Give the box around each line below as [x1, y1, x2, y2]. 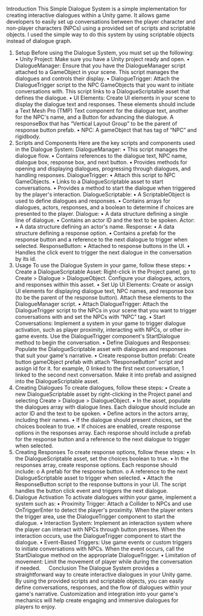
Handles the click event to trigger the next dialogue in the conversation [14, 249, 192, 256]
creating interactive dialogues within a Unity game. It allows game [6, 12, 170, 19]
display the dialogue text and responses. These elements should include [14, 101, 195, 108]
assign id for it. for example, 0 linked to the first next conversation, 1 [14, 365, 184, 372]
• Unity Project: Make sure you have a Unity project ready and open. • [14, 56, 190, 62]
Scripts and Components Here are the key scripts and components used [14, 139, 195, 146]
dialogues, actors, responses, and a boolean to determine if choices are [14, 204, 195, 211]
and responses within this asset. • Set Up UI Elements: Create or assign [14, 281, 193, 288]
